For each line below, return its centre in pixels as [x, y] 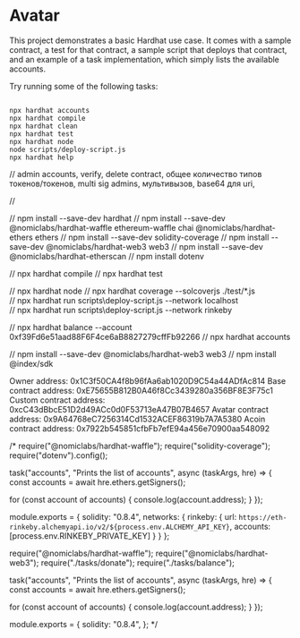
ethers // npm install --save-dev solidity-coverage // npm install [152, 237]
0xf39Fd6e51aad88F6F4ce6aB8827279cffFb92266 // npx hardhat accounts [150, 336]
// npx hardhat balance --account [71, 327]
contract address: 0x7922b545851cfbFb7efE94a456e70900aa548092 [140, 428]
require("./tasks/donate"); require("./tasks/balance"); [138, 562]
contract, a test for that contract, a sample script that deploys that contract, [148, 49]
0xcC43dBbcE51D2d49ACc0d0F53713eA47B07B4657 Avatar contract [139, 409]
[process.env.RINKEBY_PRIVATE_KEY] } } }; [90, 536]
